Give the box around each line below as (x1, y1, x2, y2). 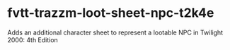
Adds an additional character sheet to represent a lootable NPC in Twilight (7, 28, 224, 37)
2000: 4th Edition (7, 35, 58, 44)
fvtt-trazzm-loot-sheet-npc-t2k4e (7, 5, 214, 21)
